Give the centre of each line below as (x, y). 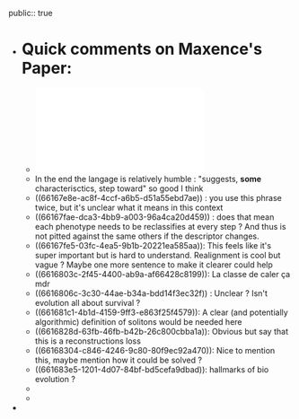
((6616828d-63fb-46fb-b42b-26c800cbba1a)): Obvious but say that (162, 331)
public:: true (31, 13)
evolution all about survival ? (88, 302)
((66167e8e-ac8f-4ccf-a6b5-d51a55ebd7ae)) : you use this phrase (158, 197)
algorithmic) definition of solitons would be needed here (139, 321)
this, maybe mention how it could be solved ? (119, 360)
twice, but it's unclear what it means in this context (129, 207)
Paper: (47, 69)
